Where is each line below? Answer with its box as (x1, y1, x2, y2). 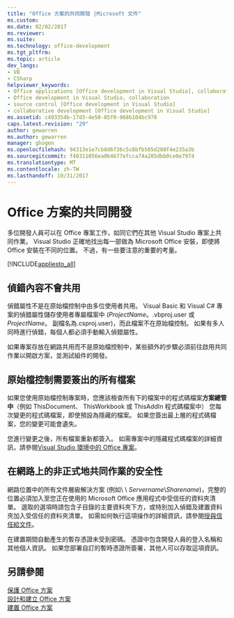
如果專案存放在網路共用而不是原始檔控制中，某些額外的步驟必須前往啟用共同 (7, 343, 227, 351)
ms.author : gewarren (7, 133, 68, 140)
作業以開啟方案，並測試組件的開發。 (7, 351, 111, 360)
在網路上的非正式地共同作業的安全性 (7, 465, 163, 477)
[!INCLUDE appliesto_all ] (7, 260, 76, 268)
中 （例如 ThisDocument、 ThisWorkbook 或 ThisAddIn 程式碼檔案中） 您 (7, 402, 216, 411)
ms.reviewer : (7, 29, 45, 37)
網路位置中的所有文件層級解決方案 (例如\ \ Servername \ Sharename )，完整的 (7, 485, 226, 493)
